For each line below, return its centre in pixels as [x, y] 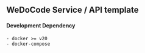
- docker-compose [28, 44]
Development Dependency [41, 25]
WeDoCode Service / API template [72, 10]
